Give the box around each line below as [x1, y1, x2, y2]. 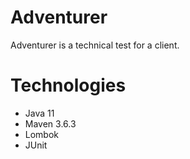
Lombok [24, 128, 60, 140]
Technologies [10, 74, 127, 97]
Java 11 [24, 107, 55, 119]
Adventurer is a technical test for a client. [10, 39, 180, 51]
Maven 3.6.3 [24, 117, 77, 130]
